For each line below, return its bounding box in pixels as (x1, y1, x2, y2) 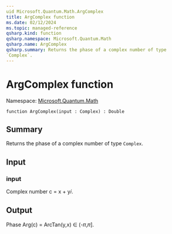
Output (6, 205, 32, 215)
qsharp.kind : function (6, 31, 62, 36)
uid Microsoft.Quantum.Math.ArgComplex (6, 8, 104, 15)
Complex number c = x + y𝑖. (6, 188, 73, 195)
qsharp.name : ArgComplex (6, 42, 67, 48)
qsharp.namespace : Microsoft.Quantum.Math (6, 36, 112, 42)
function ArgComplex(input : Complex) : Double (6, 108, 125, 115)
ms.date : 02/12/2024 (6, 19, 57, 25)
